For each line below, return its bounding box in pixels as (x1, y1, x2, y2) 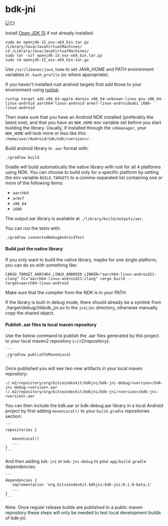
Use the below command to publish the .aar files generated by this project (5, 333, 159, 339)
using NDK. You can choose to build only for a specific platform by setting (5, 169, 159, 175)
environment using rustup (5, 87, 59, 93)
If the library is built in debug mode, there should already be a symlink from (5, 299, 161, 305)
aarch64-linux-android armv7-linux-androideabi (37, 101, 139, 106)
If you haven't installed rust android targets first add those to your (5, 81, 142, 87)
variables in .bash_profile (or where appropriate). (5, 72, 109, 78)
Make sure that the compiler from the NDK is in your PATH (5, 290, 126, 296)
